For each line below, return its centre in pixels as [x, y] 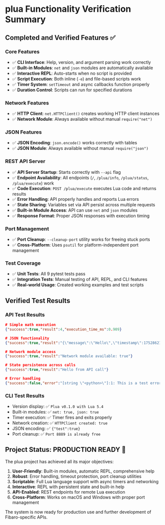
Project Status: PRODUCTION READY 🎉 [66, 450]
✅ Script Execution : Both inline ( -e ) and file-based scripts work [77, 79]
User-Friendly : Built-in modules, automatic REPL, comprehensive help [83, 471]
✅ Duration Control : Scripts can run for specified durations [72, 90]
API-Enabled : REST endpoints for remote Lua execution [69, 492]
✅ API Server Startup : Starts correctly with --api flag [67, 172]
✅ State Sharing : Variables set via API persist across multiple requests [84, 204]
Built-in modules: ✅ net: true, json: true [55, 412]
